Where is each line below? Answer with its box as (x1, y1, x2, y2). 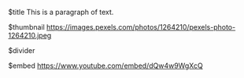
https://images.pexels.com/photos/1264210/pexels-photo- (46, 23, 236, 31)
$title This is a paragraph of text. (8, 8, 114, 16)
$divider (8, 46, 35, 55)
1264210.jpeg (8, 31, 52, 40)
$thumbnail (8, 23, 45, 31)
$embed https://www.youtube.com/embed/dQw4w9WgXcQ (8, 61, 203, 70)
